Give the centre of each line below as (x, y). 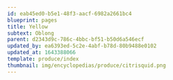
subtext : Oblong (31, 33)
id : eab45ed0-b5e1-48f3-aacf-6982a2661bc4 (69, 14)
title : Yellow (28, 26)
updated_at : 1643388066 (42, 53)
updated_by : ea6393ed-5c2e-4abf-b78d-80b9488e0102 (82, 46)
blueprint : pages (32, 20)
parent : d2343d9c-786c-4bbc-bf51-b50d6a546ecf (76, 40)
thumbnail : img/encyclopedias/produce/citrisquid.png (87, 65)
